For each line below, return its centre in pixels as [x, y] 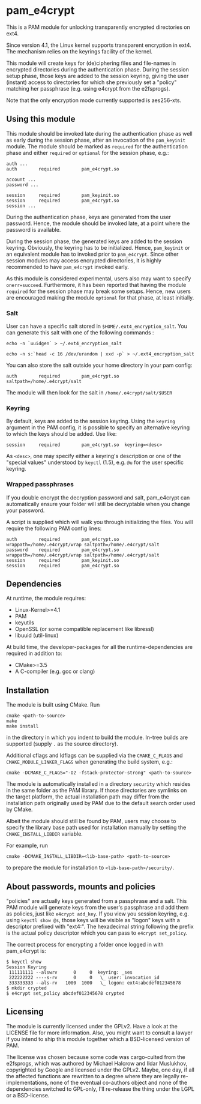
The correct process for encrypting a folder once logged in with [85, 945]
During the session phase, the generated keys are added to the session [94, 241]
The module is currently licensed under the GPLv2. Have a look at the [92, 1026]
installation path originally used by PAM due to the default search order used [101, 803]
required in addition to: [34, 653]
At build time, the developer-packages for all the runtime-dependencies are [100, 647]
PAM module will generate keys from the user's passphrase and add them [97, 908]
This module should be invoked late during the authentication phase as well [100, 133]
